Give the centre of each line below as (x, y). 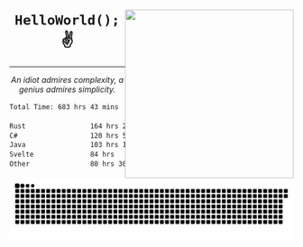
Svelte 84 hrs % (153, 155)
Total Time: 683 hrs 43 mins (64, 107)
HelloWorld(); (67, 20)
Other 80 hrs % (153, 164)
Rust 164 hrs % (153, 126)
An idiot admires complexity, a (67, 79)
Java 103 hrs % (153, 145)
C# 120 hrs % (153, 135)
